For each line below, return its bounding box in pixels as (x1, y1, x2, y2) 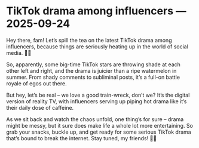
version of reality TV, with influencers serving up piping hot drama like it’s (6, 97, 187, 105)
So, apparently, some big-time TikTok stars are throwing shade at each (6, 61, 181, 68)
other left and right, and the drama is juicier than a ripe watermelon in (6, 67, 177, 74)
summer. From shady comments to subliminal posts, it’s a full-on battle (6, 73, 180, 81)
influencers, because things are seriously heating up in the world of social (6, 43, 188, 50)
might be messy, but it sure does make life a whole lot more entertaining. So (6, 122, 193, 129)
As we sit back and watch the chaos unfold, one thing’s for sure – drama (6, 115, 184, 123)
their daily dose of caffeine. (6, 104, 74, 111)
